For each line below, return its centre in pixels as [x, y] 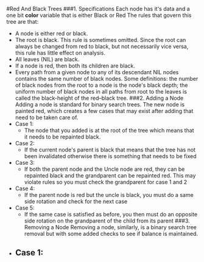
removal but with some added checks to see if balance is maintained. [111, 234]
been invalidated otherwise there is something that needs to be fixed [110, 156]
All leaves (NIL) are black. [47, 59]
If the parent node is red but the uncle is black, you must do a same [109, 195]
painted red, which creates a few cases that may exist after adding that [104, 111]
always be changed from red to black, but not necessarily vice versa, [102, 46]
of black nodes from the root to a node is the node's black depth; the [101, 85]
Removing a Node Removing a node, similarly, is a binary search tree [110, 227]
